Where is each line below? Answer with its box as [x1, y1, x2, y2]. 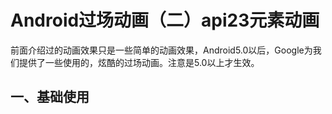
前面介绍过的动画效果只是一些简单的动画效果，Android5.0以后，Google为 [10, 44, 313, 56]
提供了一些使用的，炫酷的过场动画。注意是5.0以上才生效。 [18, 56, 260, 68]
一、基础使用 [10, 89, 90, 106]
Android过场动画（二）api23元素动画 [10, 9, 320, 32]
